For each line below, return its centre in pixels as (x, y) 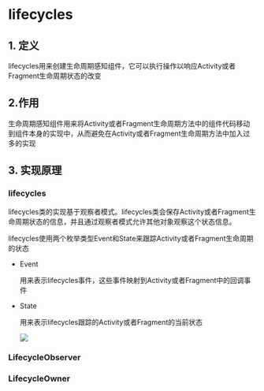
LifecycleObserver (45, 358)
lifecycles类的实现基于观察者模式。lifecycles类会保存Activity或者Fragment (129, 211)
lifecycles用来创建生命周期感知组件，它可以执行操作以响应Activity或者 (122, 66)
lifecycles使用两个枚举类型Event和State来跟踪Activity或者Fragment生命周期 (131, 238)
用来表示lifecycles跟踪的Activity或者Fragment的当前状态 (111, 322)
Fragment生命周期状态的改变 (55, 76)
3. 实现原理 (35, 171)
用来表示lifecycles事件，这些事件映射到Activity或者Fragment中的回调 (132, 280)
